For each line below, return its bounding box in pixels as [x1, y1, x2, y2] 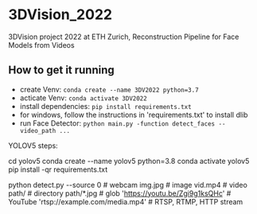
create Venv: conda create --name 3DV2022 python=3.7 [19, 84, 199, 94]
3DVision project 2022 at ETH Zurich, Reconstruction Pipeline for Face [8, 32, 239, 41]
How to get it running [8, 64, 115, 77]
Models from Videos [8, 40, 75, 49]
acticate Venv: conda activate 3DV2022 [19, 93, 147, 103]
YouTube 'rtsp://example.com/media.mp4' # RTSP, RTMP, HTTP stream [8, 196, 243, 206]
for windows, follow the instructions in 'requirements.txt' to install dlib [19, 110, 248, 119]
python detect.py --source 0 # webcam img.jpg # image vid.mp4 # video [8, 180, 248, 189]
